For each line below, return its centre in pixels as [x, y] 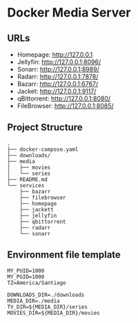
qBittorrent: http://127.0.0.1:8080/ [64, 98]
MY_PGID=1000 [26, 277]
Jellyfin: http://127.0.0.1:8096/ [59, 62]
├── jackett [37, 209]
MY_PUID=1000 [26, 271]
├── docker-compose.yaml [43, 149]
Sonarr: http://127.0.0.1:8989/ [58, 69]
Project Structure [45, 128]
